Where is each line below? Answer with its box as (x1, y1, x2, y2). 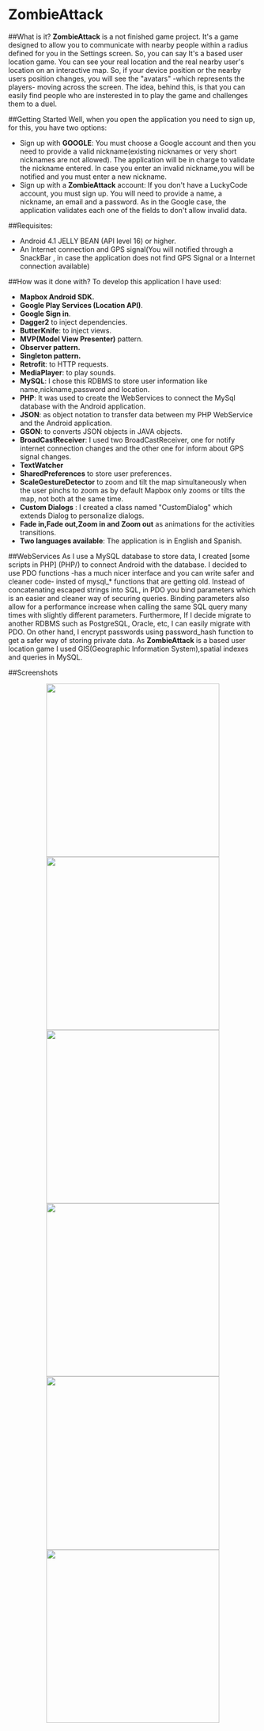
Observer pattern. (19, 342, 81, 352)
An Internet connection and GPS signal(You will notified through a (19, 244, 234, 254)
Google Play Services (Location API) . (19, 300, 144, 310)
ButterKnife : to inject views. (19, 325, 112, 335)
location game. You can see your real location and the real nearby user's (8, 57, 245, 67)
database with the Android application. (19, 401, 146, 411)
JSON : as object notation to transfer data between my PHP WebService (19, 409, 253, 419)
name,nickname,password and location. (19, 384, 150, 394)
